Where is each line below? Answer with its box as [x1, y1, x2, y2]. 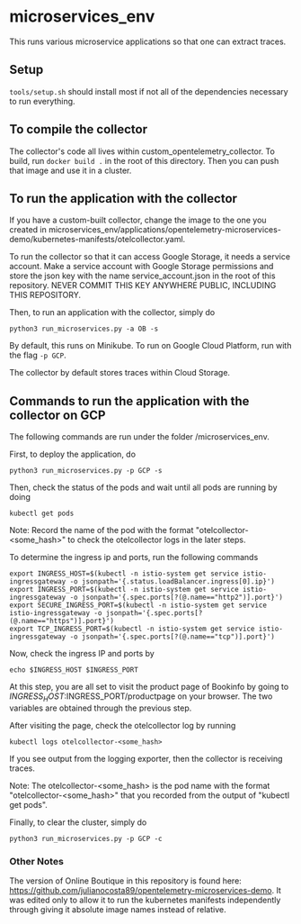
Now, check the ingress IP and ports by [9, 648, 155, 659]
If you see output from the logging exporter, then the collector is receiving [9, 753, 283, 764]
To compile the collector [9, 122, 148, 137]
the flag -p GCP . [9, 349, 66, 361]
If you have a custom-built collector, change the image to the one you [9, 214, 267, 226]
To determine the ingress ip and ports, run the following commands [9, 552, 259, 563]
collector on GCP [9, 407, 106, 422]
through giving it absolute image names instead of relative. [9, 904, 226, 915]
